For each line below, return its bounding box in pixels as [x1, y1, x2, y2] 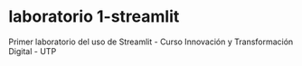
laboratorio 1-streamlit [8, 6, 180, 27]
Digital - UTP [8, 45, 57, 56]
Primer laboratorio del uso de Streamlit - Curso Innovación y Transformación [8, 36, 294, 47]
